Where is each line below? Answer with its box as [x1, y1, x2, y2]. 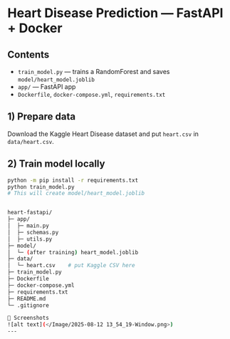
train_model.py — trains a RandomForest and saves [17, 68, 170, 75]
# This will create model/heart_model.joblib [7, 190, 145, 197]
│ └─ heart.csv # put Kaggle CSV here [7, 262, 135, 269]
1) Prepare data [7, 110, 76, 122]
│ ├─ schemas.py [7, 229, 59, 236]
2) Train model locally [7, 158, 105, 170]
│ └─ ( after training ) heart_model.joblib [7, 249, 139, 256]
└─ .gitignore [7, 301, 50, 309]
